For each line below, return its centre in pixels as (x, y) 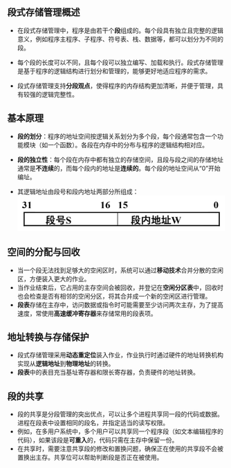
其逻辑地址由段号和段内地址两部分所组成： (78, 191)
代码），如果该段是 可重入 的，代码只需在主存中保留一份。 (98, 440)
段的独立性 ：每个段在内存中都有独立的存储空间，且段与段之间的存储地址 (120, 159)
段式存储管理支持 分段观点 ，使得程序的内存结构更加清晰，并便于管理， (117, 86)
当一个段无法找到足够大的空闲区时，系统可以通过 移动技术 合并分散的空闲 (120, 270)
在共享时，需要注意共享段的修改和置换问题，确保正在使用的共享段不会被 (120, 449)
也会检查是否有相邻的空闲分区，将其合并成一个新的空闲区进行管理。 (114, 296)
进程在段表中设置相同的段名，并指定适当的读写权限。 (93, 423)
